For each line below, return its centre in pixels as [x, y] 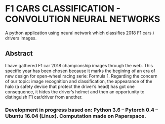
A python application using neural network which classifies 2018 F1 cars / [80, 33]
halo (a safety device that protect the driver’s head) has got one [70, 86]
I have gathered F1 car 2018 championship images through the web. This [79, 65]
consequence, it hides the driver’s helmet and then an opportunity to [75, 91]
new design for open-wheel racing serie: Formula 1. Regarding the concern [82, 76]
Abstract [19, 54]
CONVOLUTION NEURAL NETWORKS [83, 19]
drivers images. [21, 38]
